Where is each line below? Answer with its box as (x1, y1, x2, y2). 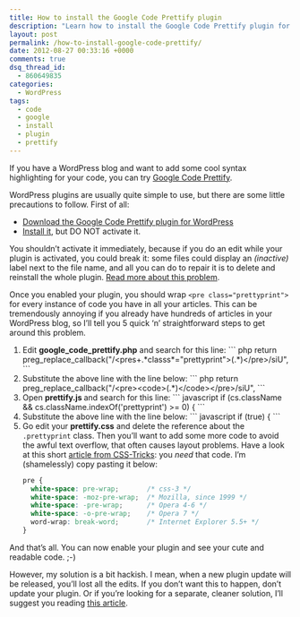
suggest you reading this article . (9, 597, 128, 608)
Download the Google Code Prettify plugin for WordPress (21, 216, 235, 227)
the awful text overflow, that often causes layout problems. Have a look (21, 440, 285, 450)
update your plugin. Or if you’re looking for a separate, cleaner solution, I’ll (9, 587, 284, 598)
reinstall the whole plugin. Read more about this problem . (9, 271, 220, 282)
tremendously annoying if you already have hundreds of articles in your (9, 308, 273, 319)
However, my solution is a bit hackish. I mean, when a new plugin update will (9, 569, 292, 579)
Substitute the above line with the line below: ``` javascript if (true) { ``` (21, 411, 280, 422)
